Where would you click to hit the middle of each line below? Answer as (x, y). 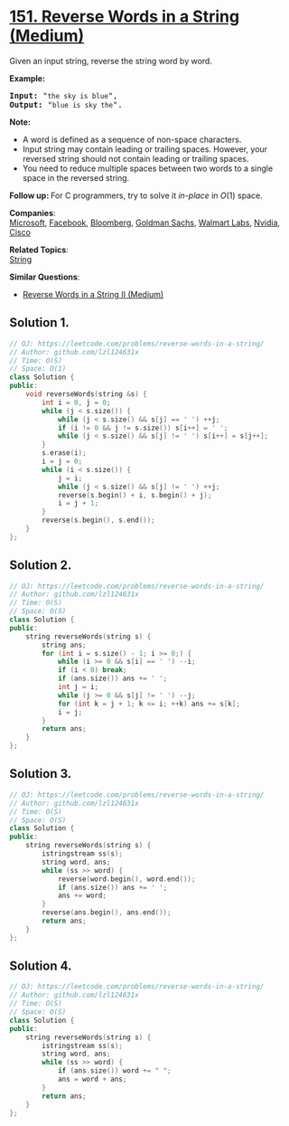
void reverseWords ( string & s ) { (86, 394)
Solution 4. (41, 966)
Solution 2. (41, 566)
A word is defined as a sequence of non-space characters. (132, 139)
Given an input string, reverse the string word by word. (111, 61)
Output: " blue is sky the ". (66, 104)
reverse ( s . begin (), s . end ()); (98, 520)
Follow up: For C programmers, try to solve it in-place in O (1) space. (136, 195)
